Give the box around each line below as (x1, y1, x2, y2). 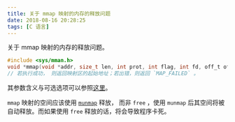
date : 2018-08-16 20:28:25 (7, 17, 86, 24)
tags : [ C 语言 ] (7, 23, 50, 30)
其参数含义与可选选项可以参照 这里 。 (7, 84, 112, 91)
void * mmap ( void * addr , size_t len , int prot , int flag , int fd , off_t (7, 63, 221, 70)
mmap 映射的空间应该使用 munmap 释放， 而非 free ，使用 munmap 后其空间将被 (7, 98, 225, 107)
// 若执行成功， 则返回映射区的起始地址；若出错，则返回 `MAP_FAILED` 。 (7, 70, 199, 77)
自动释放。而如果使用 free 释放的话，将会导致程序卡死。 (7, 107, 171, 115)
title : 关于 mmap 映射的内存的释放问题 (7, 10, 111, 17)
